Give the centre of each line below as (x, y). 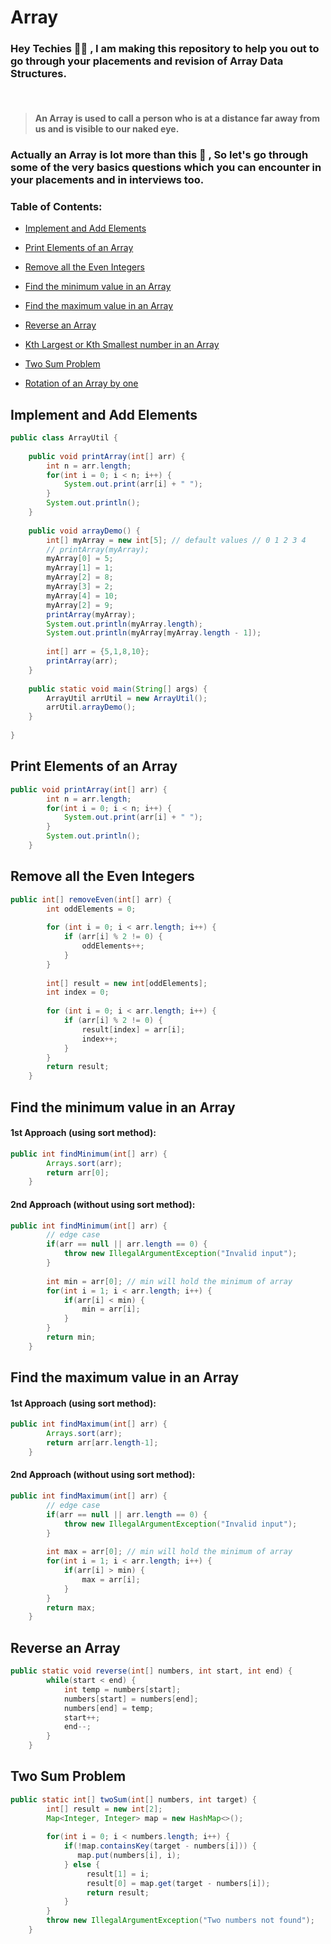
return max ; (71, 1607)
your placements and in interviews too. (107, 179)
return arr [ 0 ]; (78, 1172)
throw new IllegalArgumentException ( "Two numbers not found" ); (180, 1921)
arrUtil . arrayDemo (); (91, 707)
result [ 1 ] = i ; (118, 1874)
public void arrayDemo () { (84, 531)
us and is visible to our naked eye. (107, 129)
